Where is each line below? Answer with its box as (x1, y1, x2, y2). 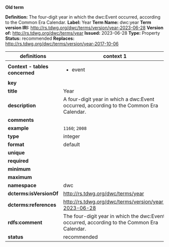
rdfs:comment (8, 219, 43, 226)
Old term (5, 5, 24, 10)
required (8, 157, 29, 164)
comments (8, 117, 34, 123)
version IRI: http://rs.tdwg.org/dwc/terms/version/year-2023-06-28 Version (5, 25, 163, 31)
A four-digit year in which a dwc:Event (63, 96, 154, 103)
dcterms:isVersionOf (8, 190, 59, 197)
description (8, 102, 36, 109)
